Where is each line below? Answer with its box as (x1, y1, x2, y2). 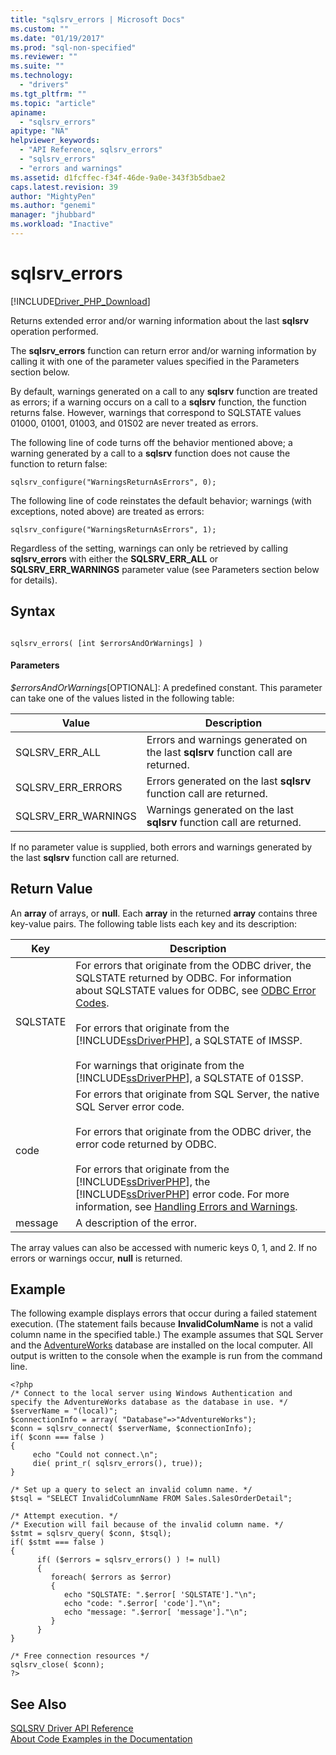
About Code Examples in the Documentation (10, 1733, 193, 1745)
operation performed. (10, 325, 99, 337)
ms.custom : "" (10, 24, 70, 34)
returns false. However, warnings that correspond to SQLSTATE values (10, 406, 302, 418)
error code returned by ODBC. (75, 1137, 217, 1151)
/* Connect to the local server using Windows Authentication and (10, 1389, 293, 1399)
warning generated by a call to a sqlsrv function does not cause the (10, 447, 291, 459)
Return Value (10, 881, 93, 898)
